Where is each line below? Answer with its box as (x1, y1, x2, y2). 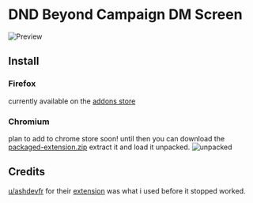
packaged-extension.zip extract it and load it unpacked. (8, 142, 191, 152)
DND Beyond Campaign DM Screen (8, 6, 243, 24)
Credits (8, 165, 46, 179)
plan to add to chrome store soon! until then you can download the (8, 133, 225, 143)
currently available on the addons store (8, 96, 136, 106)
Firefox (8, 78, 36, 89)
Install (8, 55, 40, 68)
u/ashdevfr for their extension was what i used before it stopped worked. (8, 186, 246, 195)
